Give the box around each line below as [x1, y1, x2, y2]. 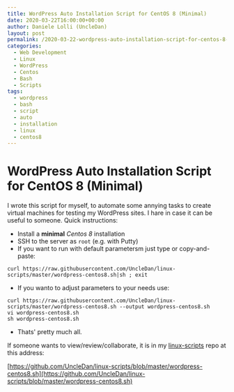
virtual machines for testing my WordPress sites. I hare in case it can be [7, 209, 212, 217]
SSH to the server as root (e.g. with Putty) [17, 237, 139, 246]
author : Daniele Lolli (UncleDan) [7, 23, 108, 30]
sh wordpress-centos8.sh [7, 315, 79, 323]
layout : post [7, 29, 45, 37]
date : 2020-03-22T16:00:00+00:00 [7, 17, 104, 24]
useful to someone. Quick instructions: [7, 216, 118, 225]
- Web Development [13, 50, 68, 56]
